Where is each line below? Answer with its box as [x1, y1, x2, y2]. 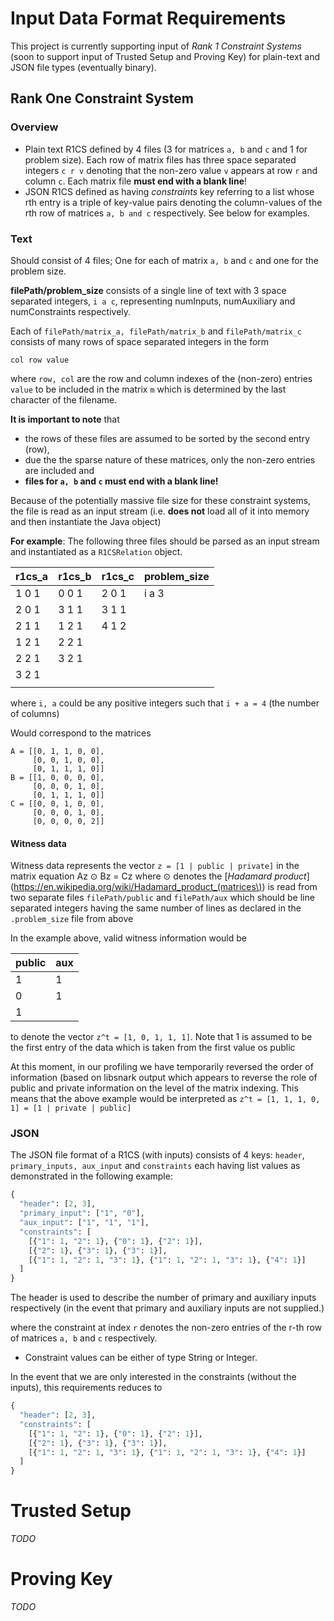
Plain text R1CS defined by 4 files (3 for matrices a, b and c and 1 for [24, 143, 308, 155]
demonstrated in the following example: [10, 1170, 173, 1182]
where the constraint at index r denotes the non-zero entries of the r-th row [10, 1322, 323, 1334]
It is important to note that [10, 413, 120, 425]
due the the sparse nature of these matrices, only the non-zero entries [24, 453, 316, 466]
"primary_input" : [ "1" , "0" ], [19, 1208, 145, 1219]
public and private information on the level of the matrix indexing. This [10, 1082, 299, 1094]
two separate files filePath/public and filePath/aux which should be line [10, 892, 315, 904]
